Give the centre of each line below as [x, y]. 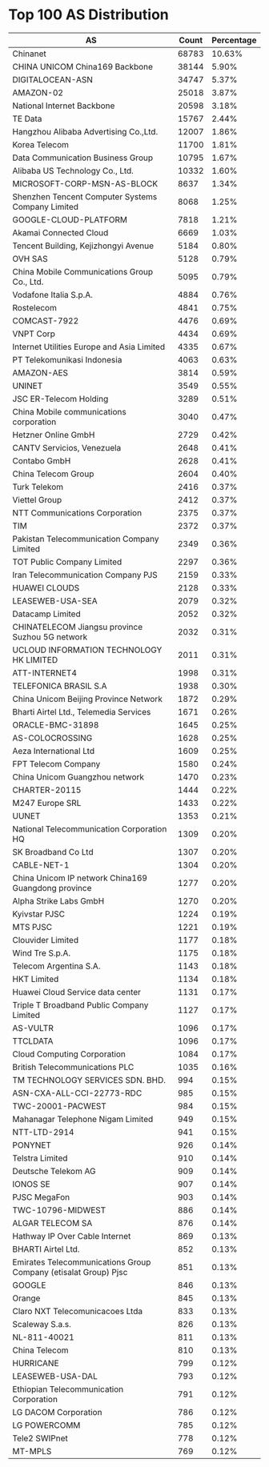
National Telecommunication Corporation [90, 828]
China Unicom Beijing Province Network [87, 699]
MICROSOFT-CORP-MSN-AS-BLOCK [85, 183]
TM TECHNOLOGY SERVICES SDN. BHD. [89, 1080]
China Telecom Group [53, 474]
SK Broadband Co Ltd [53, 852]
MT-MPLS [32, 1451]
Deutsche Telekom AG [54, 1171]
